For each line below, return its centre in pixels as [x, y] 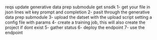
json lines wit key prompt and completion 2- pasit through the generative [77, 12]
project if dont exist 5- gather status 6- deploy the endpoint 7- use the [75, 27]
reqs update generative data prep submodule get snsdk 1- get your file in [78, 7]
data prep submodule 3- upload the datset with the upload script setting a [78, 17]
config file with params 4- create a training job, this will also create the [75, 22]
